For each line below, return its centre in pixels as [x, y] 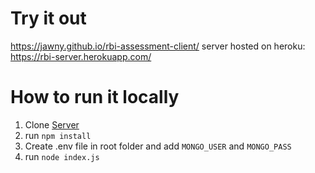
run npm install [58, 135]
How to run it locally [95, 97]
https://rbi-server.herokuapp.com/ [81, 56]
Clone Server [52, 124]
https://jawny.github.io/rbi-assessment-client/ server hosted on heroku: [158, 46]
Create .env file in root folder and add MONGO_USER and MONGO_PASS [158, 146]
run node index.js [62, 156]
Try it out [48, 18]
